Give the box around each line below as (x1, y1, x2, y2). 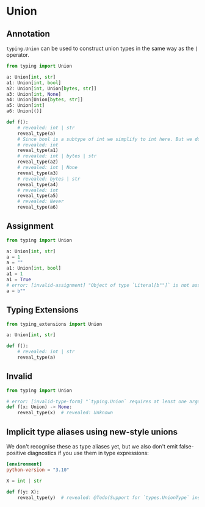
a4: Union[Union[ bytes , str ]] (6, 96, 84, 103)
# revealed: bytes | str (17, 176, 81, 182)
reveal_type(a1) (17, 148, 59, 154)
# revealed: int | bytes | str (17, 153, 97, 159)
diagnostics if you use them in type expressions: (27, 450, 149, 456)
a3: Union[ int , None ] (6, 91, 62, 97)
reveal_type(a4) (17, 181, 59, 187)
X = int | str (6, 478, 43, 484)
